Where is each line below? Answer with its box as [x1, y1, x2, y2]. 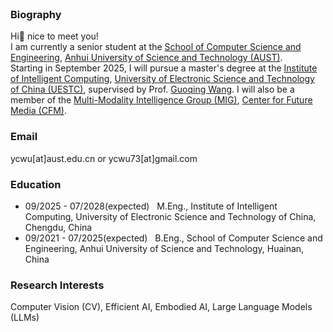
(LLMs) [10, 312, 40, 324]
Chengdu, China [24, 221, 93, 233]
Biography [10, 7, 62, 21]
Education [10, 177, 62, 191]
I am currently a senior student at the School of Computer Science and [10, 41, 302, 53]
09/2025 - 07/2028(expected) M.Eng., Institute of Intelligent [24, 200, 278, 212]
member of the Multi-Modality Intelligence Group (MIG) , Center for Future [10, 94, 313, 106]
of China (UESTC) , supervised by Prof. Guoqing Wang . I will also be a [10, 83, 295, 96]
